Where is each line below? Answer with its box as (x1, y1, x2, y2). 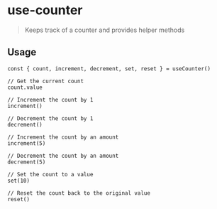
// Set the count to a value (7, 171, 94, 178)
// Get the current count (7, 77, 84, 85)
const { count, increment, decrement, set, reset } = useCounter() (7, 65, 211, 73)
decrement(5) (7, 159, 46, 166)
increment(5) (7, 139, 46, 147)
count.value (7, 84, 43, 91)
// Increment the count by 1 (7, 96, 94, 103)
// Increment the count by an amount (7, 134, 119, 141)
